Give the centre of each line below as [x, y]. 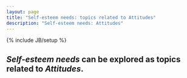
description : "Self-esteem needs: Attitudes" [65, 23]
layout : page [23, 12]
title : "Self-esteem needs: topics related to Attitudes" [81, 18]
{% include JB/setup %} [36, 41]
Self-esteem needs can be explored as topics [93, 59]
